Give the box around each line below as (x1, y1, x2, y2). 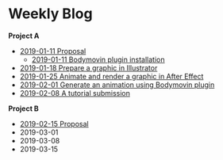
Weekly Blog (8, 5, 93, 23)
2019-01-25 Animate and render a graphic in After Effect (19, 71, 204, 81)
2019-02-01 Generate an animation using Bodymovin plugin (19, 80, 215, 90)
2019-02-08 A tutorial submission (19, 88, 131, 97)
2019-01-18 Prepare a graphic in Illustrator (19, 63, 158, 72)
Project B (8, 104, 40, 113)
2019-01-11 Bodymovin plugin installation (31, 55, 165, 64)
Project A (8, 31, 40, 40)
